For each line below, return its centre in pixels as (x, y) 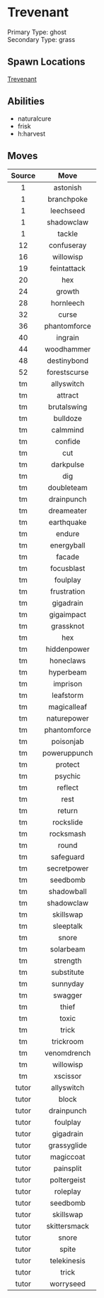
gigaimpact (68, 615)
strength (68, 961)
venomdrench (68, 1053)
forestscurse (68, 372)
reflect (68, 787)
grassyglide (68, 1145)
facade (68, 557)
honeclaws (68, 661)
